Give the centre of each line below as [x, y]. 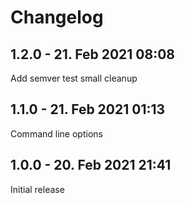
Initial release [37, 189]
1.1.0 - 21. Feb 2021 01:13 [88, 109]
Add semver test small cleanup [74, 78]
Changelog [57, 17]
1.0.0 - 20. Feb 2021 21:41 [91, 165]
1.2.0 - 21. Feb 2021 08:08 [93, 54]
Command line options [56, 133]
